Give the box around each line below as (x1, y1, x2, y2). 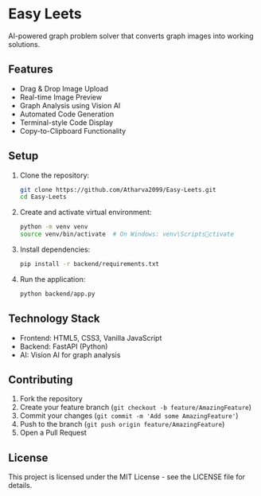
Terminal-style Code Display (19, 117, 114, 127)
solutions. (8, 39, 41, 49)
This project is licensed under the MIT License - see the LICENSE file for (8, 472, 245, 482)
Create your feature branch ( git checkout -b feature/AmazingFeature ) (19, 403, 252, 412)
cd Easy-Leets (19, 193, 67, 201)
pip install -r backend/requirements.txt (19, 260, 160, 268)
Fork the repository (19, 394, 84, 404)
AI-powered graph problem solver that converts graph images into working (8, 31, 254, 41)
